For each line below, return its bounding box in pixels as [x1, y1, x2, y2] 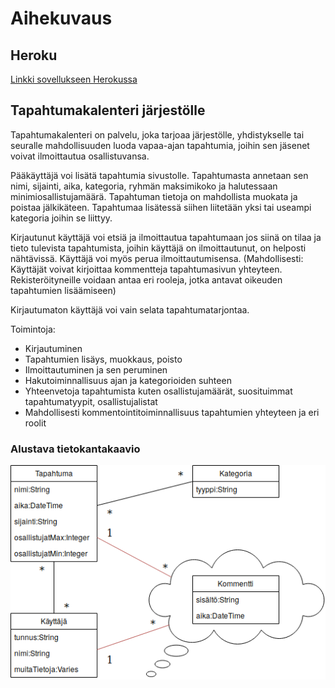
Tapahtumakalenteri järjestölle [10, 102, 206, 119]
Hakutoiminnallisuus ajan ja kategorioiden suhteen [24, 374, 232, 386]
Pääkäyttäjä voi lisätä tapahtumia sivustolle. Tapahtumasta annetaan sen [10, 169, 309, 181]
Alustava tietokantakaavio [10, 442, 141, 456]
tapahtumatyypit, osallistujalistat [24, 395, 158, 407]
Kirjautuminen [24, 342, 83, 354]
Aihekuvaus [10, 7, 113, 30]
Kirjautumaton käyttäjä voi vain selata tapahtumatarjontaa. [10, 303, 250, 316]
